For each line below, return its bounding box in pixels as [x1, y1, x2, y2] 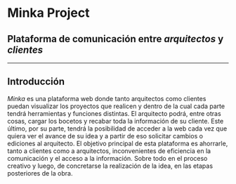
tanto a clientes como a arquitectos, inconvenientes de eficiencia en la [7, 146, 211, 155]
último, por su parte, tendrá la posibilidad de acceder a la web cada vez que [7, 124, 228, 133]
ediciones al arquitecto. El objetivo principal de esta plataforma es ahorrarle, [7, 139, 228, 147]
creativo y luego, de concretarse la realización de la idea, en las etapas [7, 162, 213, 170]
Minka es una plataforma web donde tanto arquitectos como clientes [7, 94, 206, 103]
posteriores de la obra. [7, 169, 73, 177]
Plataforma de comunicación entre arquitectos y [7, 33, 224, 45]
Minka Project [7, 5, 90, 21]
